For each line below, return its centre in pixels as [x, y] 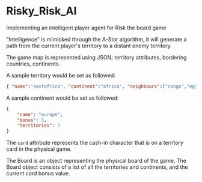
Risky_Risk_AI [41, 11]
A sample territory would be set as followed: [61, 75]
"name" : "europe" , [40, 114]
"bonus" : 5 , [32, 120]
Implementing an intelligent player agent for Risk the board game [86, 28]
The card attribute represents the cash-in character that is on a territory [95, 143]
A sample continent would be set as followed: [63, 98]
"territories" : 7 [39, 126]
